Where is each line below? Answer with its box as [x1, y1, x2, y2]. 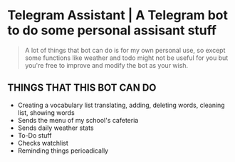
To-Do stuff [17, 131, 52, 139]
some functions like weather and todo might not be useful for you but [24, 54, 229, 62]
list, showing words [17, 108, 75, 117]
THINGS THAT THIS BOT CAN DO [7, 82, 157, 94]
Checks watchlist [17, 138, 69, 147]
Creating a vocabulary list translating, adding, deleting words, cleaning [17, 101, 226, 109]
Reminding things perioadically [17, 146, 109, 155]
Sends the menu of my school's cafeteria [17, 116, 139, 124]
